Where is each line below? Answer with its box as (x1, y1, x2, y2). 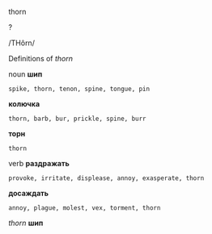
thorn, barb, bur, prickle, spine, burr (8, 115, 147, 123)
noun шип (8, 69, 43, 79)
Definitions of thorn (8, 54, 74, 63)
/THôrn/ (8, 38, 35, 48)
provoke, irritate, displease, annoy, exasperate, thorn (8, 174, 205, 182)
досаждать (8, 189, 49, 198)
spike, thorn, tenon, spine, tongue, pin (8, 85, 151, 93)
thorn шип (8, 218, 44, 228)
